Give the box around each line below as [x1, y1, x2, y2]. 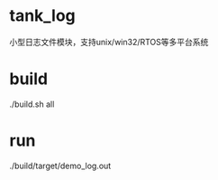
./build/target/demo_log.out [9, 160, 112, 171]
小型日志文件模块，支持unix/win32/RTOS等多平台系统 [9, 36, 209, 47]
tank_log [9, 5, 77, 26]
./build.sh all [9, 99, 55, 109]
